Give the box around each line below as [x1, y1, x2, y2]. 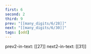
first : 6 [5, 7, 23, 12]
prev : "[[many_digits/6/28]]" [5, 21, 67, 26]
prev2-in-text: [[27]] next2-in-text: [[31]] [5, 44, 87, 49]
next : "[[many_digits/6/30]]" [5, 26, 67, 30]
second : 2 [5, 12, 25, 17]
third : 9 [5, 16, 23, 21]
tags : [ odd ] [5, 30, 29, 35]
